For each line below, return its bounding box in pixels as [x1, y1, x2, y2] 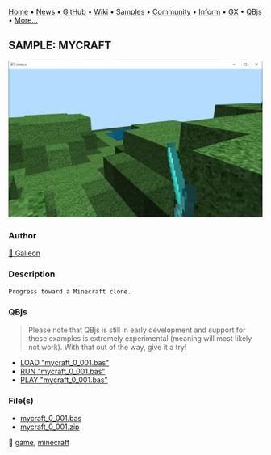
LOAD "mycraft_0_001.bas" [19, 357, 110, 367]
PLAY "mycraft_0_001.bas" [19, 375, 108, 385]
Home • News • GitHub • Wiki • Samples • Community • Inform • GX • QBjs [8, 7, 262, 16]
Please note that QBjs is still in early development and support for [27, 325, 246, 335]
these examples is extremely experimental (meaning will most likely [27, 333, 252, 343]
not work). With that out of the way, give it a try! [27, 342, 187, 352]
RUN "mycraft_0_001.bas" [19, 366, 106, 376]
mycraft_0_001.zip [19, 422, 80, 432]
